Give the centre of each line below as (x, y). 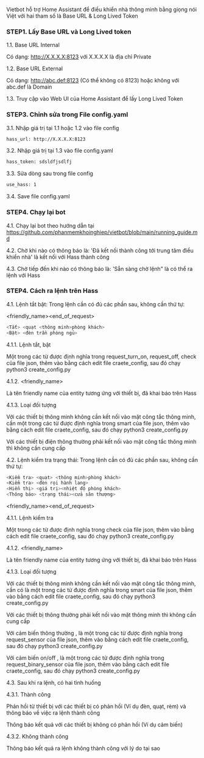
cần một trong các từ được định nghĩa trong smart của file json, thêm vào (98, 423)
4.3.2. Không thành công (37, 737)
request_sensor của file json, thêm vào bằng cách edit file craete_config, (97, 640)
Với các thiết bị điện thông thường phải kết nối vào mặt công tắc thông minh (101, 441)
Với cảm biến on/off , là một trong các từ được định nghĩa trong (85, 658)
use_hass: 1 (21, 185)
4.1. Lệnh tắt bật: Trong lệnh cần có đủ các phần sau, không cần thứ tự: (96, 304)
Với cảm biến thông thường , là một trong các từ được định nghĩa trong (94, 633)
